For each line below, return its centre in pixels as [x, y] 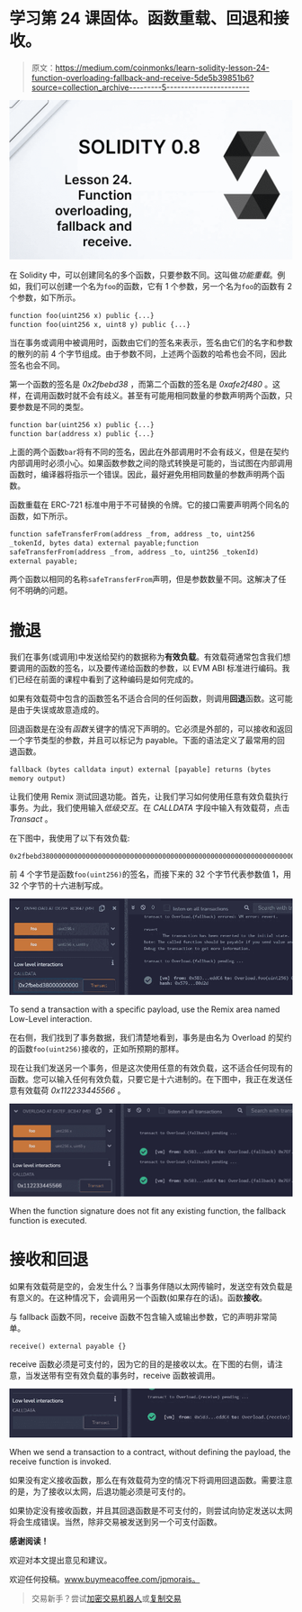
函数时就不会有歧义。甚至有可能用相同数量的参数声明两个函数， [166, 396]
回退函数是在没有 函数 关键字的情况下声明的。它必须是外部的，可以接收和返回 [151, 729]
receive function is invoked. [61, 1462]
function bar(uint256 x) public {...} [82, 425]
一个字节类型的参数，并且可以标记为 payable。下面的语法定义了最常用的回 [147, 741]
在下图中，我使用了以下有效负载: [70, 838]
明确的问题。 [49, 590]
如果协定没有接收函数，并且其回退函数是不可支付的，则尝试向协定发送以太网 [151, 1510]
